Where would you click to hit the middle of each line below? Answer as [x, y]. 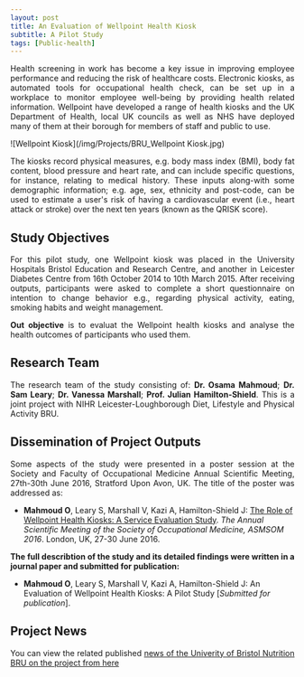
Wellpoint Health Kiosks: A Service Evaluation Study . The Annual [143, 520]
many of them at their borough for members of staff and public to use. [141, 127]
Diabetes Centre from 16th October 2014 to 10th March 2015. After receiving [152, 279]
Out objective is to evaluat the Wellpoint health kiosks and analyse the [152, 325]
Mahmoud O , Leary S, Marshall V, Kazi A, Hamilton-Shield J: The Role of [158, 510]
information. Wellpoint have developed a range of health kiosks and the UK [152, 107]
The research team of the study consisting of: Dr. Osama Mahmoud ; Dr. [152, 384]
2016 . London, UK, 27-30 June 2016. [92, 539]
